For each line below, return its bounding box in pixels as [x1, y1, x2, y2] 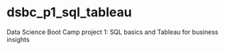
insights [6, 35, 30, 43]
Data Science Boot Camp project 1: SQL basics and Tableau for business [6, 28, 219, 36]
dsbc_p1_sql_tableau [6, 4, 132, 21]
